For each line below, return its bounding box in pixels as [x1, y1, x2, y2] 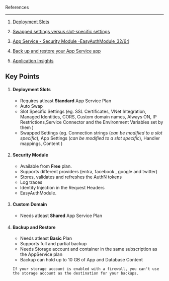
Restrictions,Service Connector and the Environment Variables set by [20, 119, 163, 125]
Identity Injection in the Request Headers [20, 184, 105, 190]
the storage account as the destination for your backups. [12, 271, 139, 276]
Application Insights [12, 58, 54, 63]
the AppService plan [20, 251, 63, 257]
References [5, 5, 29, 10]
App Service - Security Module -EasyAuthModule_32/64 [12, 38, 130, 44]
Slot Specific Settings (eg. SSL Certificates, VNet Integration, [20, 108, 147, 114]
